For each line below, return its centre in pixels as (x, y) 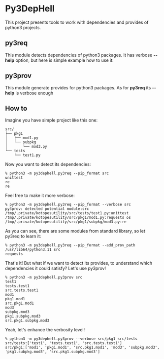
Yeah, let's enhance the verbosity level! (45, 330)
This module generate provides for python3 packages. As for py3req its (78, 87)
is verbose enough (34, 93)
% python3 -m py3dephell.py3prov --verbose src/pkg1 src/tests (71, 339)
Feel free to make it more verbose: (40, 196)
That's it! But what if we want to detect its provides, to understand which (79, 263)
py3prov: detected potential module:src (47, 209)
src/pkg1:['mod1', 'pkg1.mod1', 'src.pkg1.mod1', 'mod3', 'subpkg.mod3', (82, 348)
